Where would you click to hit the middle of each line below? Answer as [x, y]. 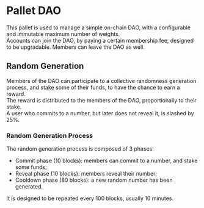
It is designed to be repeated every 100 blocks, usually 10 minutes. [90, 198]
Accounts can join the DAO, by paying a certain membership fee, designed [100, 40]
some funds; [31, 167]
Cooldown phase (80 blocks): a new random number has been [94, 180]
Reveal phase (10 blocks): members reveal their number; [86, 174]
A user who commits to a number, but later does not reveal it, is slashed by [100, 113]
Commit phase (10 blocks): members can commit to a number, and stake [106, 161]
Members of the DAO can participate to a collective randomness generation [101, 81]
